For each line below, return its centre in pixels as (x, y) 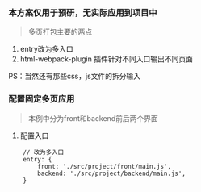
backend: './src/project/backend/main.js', (111, 173)
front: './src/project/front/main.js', (105, 166)
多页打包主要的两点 (60, 32)
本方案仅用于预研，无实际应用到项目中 (83, 12)
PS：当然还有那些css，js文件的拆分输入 (75, 76)
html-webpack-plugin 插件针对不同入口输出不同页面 (107, 59)
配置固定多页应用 (42, 99)
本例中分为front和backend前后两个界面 (93, 118)
